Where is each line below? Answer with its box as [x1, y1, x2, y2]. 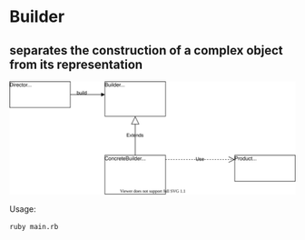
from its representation [9, 56, 143, 72]
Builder [9, 6, 65, 27]
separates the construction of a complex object [9, 43, 283, 58]
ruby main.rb [9, 222, 59, 231]
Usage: [9, 203, 36, 215]
